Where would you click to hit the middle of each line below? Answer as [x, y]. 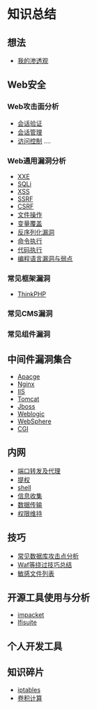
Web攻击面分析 [33, 107]
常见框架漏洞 [29, 278]
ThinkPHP [32, 294]
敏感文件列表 [36, 574]
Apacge [29, 376]
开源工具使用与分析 [48, 597]
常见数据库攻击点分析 [48, 556]
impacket [31, 615]
